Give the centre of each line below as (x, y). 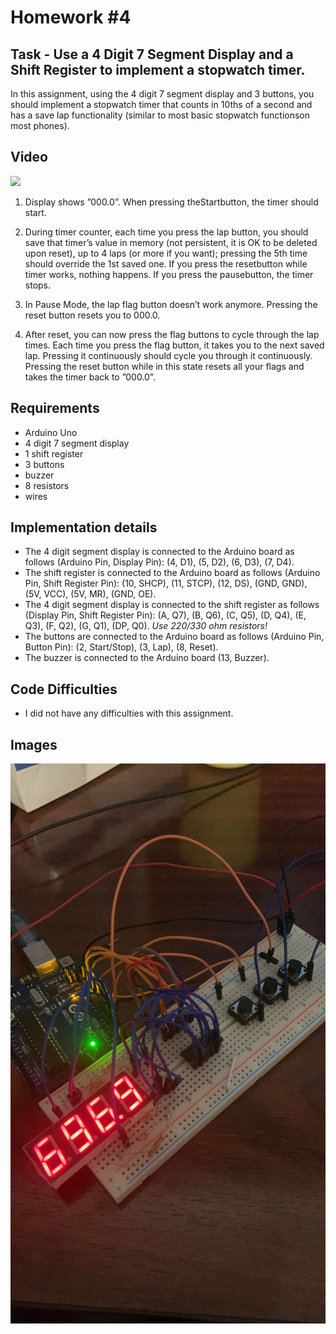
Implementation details (84, 527)
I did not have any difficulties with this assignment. (129, 713)
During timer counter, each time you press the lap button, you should (166, 232)
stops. (38, 285)
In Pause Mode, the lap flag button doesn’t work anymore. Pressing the (171, 304)
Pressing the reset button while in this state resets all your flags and (164, 366)
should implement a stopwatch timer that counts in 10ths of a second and (161, 104)
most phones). (40, 125)
